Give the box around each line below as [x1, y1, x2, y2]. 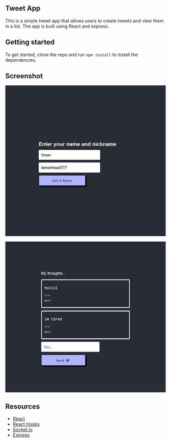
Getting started [5, 38, 55, 46]
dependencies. [5, 57, 37, 63]
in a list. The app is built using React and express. [5, 23, 109, 29]
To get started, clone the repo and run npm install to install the [5, 51, 138, 58]
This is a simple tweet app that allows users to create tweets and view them [5, 17, 164, 24]
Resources [5, 402, 40, 411]
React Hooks [12, 421, 40, 427]
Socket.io [12, 427, 33, 433]
